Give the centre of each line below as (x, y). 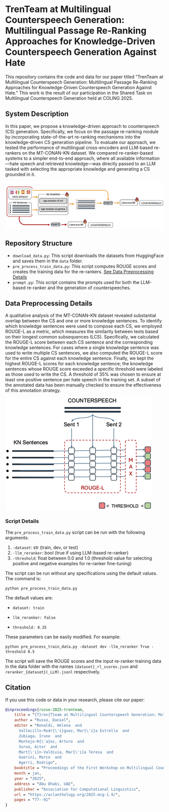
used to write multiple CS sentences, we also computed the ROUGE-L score (84, 353)
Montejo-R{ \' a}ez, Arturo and (51, 741)
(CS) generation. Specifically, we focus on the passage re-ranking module (82, 131)
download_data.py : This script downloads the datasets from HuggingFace (88, 255)
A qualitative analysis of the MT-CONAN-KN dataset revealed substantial (81, 315)
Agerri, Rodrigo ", (38, 763)
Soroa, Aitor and (38, 747)
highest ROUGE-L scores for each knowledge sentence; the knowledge (79, 364)
